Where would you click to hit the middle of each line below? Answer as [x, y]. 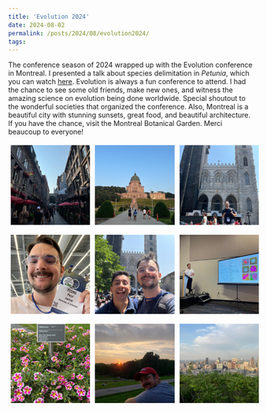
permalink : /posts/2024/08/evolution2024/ [79, 33]
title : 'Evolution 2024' [49, 17]
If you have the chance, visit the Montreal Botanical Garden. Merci [115, 124]
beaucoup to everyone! [46, 132]
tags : [17, 42]
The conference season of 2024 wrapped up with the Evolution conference [130, 65]
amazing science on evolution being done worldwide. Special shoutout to [127, 98]
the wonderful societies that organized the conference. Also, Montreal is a [128, 107]
